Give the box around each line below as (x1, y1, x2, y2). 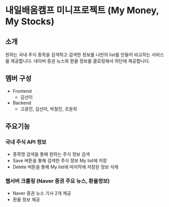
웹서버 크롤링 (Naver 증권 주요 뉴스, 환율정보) (5, 178, 110, 185)
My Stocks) (5, 16, 55, 27)
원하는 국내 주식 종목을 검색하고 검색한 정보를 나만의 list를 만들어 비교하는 (5, 52, 151, 57)
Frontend (12, 88, 32, 94)
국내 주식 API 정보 (5, 139, 47, 146)
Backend (12, 99, 31, 106)
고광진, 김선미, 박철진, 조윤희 (20, 106, 78, 112)
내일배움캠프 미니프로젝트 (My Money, (5, 5, 159, 16)
